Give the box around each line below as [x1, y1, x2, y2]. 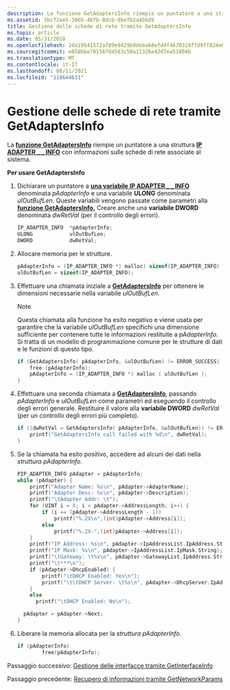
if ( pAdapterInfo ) [16, 643, 70, 649]
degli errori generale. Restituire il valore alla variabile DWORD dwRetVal [16, 404, 220, 413]
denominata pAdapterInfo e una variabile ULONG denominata [16, 189, 190, 198]
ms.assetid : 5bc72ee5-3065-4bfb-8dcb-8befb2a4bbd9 [7, 16, 155, 23]
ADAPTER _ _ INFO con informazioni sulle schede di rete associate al [7, 148, 201, 157]
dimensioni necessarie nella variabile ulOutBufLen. [16, 289, 160, 297]
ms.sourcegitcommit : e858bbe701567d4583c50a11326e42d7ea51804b [7, 49, 192, 56]
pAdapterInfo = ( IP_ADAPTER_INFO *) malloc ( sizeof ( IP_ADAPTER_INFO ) [16, 262, 220, 270]
